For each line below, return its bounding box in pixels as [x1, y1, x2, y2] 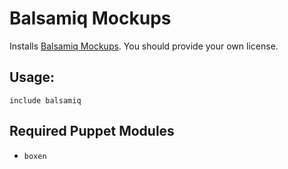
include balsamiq [9, 95, 82, 106]
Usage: [9, 69, 56, 86]
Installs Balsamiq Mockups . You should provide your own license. [9, 40, 279, 52]
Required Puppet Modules [9, 123, 175, 140]
